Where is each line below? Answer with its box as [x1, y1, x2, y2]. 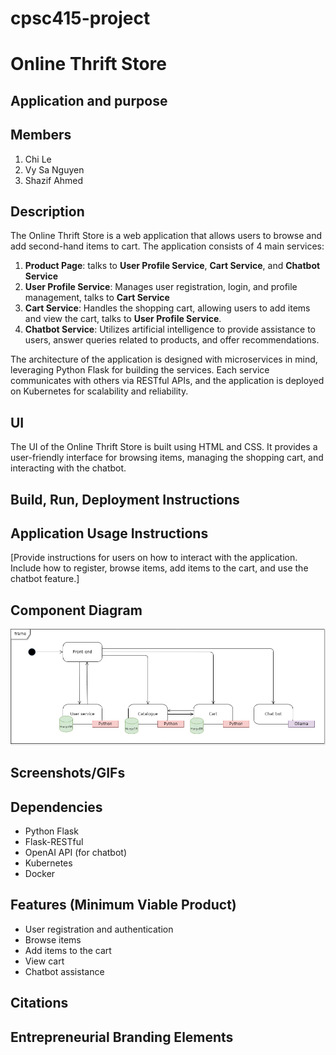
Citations [10, 995, 69, 1012]
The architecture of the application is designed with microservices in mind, [10, 353, 318, 366]
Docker [24, 868, 56, 880]
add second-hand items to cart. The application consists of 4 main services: [10, 240, 325, 252]
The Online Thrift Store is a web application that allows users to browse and [10, 230, 322, 242]
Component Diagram [10, 602, 143, 619]
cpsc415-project [10, 7, 151, 30]
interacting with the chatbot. [10, 462, 127, 474]
